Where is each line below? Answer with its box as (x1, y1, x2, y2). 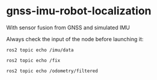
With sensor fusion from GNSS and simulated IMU (6, 24, 131, 31)
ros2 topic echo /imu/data (6, 47, 74, 53)
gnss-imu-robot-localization (6, 4, 152, 18)
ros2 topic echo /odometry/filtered (6, 67, 98, 74)
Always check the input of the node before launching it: (6, 35, 144, 42)
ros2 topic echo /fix (6, 57, 61, 63)
